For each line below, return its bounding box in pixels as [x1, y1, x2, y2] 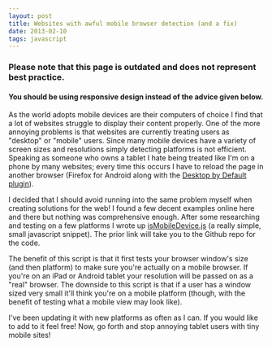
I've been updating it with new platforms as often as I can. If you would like [8, 313, 258, 322]
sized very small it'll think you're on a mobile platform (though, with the [8, 288, 246, 298]
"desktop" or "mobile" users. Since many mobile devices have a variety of [8, 136, 257, 146]
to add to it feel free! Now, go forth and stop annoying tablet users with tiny [8, 322, 260, 331]
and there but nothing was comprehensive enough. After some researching [8, 212, 260, 222]
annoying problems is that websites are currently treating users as [8, 127, 230, 137]
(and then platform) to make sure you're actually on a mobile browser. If [8, 262, 248, 273]
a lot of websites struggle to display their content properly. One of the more [8, 119, 261, 129]
